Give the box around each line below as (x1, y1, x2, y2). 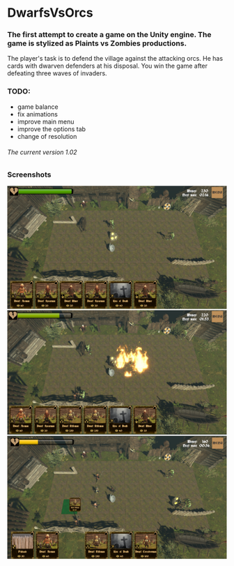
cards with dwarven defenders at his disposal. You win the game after (7, 61, 208, 70)
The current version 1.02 (7, 148, 78, 156)
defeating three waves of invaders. (7, 69, 107, 77)
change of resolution (17, 132, 77, 140)
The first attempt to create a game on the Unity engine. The (7, 30, 212, 40)
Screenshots (7, 170, 52, 179)
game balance (17, 103, 58, 111)
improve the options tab (17, 124, 86, 133)
